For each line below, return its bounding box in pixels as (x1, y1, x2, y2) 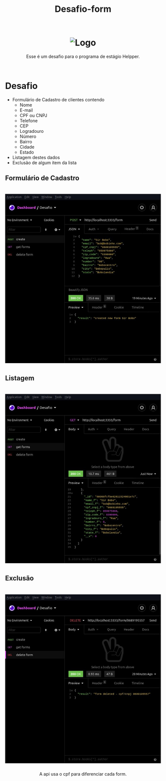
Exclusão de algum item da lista (12, 160, 77, 165)
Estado (19, 149, 34, 155)
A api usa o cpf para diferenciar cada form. (39, 771, 127, 777)
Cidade (19, 144, 35, 150)
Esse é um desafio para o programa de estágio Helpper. (26, 53, 140, 59)
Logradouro (19, 128, 44, 134)
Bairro (19, 138, 32, 144)
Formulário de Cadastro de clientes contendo (12, 96, 105, 102)
